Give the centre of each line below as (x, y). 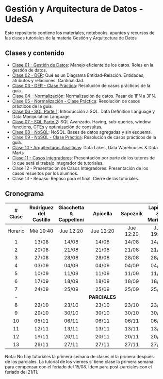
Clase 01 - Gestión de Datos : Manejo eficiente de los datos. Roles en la (83, 65)
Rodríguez (41, 207)
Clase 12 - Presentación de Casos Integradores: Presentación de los (80, 168)
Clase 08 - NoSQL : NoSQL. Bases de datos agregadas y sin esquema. (82, 132)
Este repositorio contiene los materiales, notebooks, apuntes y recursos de (80, 33)
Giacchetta (71, 207)
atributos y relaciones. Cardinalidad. (48, 80)
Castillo (41, 220)
